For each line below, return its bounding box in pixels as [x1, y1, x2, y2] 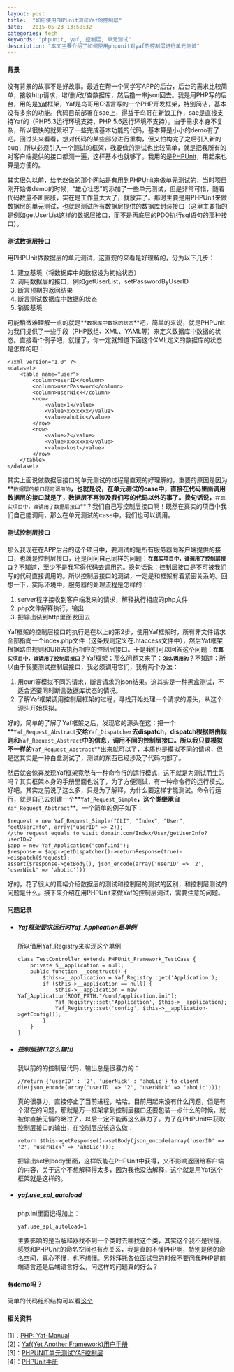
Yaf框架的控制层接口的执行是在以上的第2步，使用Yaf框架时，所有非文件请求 [7, 627, 226, 636]
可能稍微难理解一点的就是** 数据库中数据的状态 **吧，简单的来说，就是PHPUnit [7, 318, 226, 327]
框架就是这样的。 [17, 1174, 67, 1183]
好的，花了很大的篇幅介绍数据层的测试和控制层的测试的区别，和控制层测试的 [7, 879, 228, 888]
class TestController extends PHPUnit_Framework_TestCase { [17, 956, 196, 963]
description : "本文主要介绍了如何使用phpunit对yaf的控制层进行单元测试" [7, 43, 200, 50]
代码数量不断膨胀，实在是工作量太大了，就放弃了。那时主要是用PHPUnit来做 [7, 193, 227, 202]
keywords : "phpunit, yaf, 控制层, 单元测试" [7, 36, 131, 43]
